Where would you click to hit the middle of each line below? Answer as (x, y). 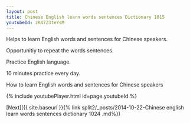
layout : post (22, 11)
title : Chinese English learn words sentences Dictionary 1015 (86, 17)
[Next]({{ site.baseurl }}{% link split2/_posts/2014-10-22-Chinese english (95, 108)
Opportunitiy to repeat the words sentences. (60, 51)
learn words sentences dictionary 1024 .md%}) (63, 114)
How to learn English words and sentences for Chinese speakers (85, 85)
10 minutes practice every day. (43, 74)
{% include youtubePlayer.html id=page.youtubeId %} (72, 96)
